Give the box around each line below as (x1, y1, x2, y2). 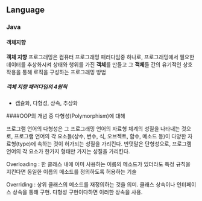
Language (6, 5, 45, 15)
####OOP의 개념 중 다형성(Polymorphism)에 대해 (6, 112, 125, 120)
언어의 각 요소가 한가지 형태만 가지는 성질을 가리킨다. (6, 148, 130, 155)
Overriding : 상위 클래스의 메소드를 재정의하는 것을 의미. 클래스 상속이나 (6, 181, 175, 188)
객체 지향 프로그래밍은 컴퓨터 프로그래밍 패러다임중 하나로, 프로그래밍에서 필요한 (6, 53, 195, 60)
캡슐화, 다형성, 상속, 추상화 (14, 100, 78, 107)
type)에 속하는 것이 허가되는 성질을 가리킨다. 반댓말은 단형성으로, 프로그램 (17, 140, 192, 147)
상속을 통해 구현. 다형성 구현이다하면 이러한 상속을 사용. (12, 188, 143, 196)
